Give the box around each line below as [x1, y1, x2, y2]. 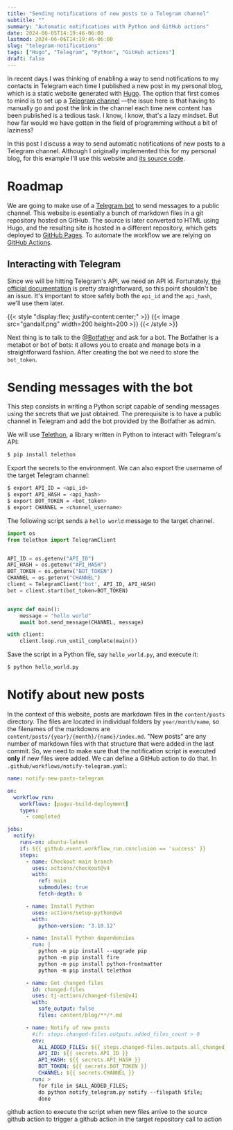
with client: [7, 631, 45, 638]
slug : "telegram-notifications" [7, 42, 101, 49]
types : [19, 807, 39, 814]
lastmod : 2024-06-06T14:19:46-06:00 [7, 36, 113, 43]
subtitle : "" [7, 17, 45, 24]
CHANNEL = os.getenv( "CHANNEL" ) [7, 574, 101, 581]
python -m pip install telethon [37, 967, 132, 974]
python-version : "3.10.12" [37, 922, 116, 930]
